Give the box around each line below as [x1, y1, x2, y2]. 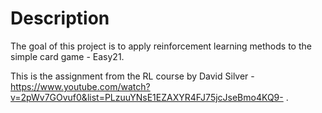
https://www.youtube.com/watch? [10, 80, 151, 92]
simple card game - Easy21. [10, 50, 125, 62]
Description [10, 7, 110, 30]
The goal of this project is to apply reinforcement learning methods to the [10, 40, 312, 52]
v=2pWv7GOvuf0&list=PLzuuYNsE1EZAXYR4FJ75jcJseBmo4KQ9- [10, 91, 284, 103]
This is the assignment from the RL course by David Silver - [10, 70, 255, 82]
